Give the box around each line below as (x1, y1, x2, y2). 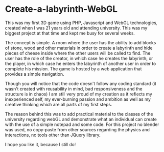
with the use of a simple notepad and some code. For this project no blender (5, 122, 159, 127)
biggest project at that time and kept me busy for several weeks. (5, 30, 135, 36)
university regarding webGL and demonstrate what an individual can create (5, 116, 157, 122)
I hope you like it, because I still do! (5, 141, 76, 147)
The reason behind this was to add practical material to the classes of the (5, 111, 153, 117)
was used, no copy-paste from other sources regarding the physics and (5, 126, 150, 132)
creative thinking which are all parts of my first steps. (5, 101, 113, 107)
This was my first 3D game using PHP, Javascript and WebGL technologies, (5, 20, 158, 26)
